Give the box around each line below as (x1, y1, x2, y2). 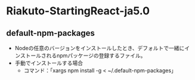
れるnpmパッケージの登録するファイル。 (46, 52, 146, 59)
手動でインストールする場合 (14, 60, 83, 66)
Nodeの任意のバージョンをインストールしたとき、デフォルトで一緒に (14, 45, 185, 51)
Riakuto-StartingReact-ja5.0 (6, 4, 150, 18)
